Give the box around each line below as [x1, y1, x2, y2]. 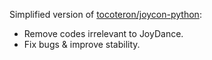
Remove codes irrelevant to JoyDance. [23, 28, 184, 39]
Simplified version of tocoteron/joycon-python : [9, 9, 202, 20]
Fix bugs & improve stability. [23, 39, 141, 50]
